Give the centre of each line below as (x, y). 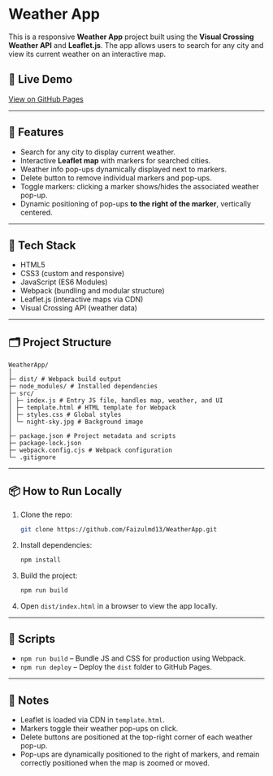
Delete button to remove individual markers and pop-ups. (116, 178)
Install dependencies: (56, 544)
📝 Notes (29, 700)
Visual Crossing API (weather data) (79, 308)
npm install (40, 560)
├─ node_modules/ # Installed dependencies (83, 387)
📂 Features (36, 132)
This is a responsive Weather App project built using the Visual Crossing (131, 37)
